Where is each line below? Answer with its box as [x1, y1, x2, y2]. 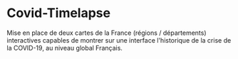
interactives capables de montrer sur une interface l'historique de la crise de [6, 36, 232, 44]
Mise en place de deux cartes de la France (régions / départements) [6, 28, 207, 37]
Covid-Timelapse [6, 5, 111, 21]
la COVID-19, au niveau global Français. [6, 43, 123, 52]
